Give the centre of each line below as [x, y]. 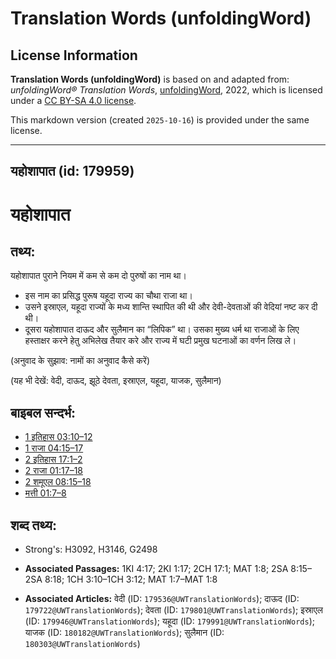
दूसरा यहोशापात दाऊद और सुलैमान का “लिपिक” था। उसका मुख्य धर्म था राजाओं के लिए [162, 329]
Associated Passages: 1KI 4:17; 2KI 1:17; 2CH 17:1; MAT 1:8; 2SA [156, 569]
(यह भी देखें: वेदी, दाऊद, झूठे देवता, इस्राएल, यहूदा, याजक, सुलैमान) [116, 381]
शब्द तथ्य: [33, 525]
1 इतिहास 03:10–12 [58, 437]
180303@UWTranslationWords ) [82, 644]
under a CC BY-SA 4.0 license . [73, 100]
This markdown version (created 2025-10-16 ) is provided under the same [160, 120]
